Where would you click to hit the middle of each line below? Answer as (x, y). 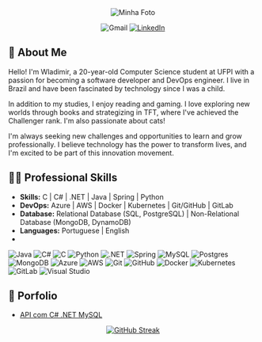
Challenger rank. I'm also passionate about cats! (87, 120)
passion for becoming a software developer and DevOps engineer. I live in (129, 80)
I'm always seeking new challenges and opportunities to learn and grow (125, 136)
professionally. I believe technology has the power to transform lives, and (127, 144)
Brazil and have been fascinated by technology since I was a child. (117, 88)
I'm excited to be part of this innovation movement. (91, 153)
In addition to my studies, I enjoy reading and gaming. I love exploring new (129, 104)
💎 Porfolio (33, 296)
